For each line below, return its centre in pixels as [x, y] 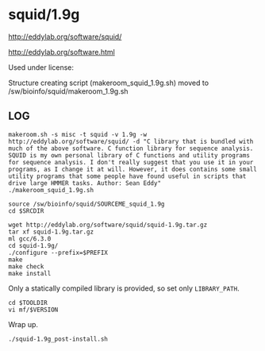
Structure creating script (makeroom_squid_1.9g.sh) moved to [108, 83]
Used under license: [41, 67]
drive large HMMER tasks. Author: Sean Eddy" [84, 183]
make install [30, 273]
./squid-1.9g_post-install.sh [58, 339]
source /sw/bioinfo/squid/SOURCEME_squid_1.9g [86, 204]
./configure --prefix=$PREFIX [58, 253]
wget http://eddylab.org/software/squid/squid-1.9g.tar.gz [108, 225]
